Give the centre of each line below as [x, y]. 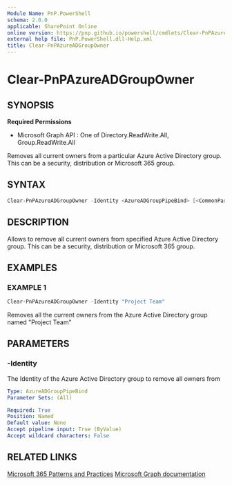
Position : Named [30, 417]
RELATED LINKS [42, 457]
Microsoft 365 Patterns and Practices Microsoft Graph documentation [106, 474]
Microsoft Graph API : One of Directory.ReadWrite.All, [93, 135]
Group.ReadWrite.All [46, 142]
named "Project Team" [39, 322]
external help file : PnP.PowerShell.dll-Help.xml [80, 39]
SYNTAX [27, 185]
